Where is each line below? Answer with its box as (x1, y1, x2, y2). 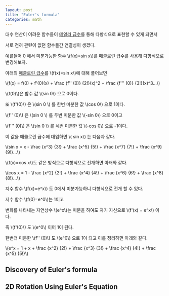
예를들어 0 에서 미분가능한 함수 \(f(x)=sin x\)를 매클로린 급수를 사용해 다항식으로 (5, 53, 164, 59)
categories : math (5, 17, 42, 22)
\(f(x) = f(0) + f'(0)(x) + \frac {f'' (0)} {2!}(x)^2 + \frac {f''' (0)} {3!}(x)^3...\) (5, 80, 160, 86)
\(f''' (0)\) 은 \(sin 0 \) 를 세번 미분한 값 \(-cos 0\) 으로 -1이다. (5, 123, 128, 129)
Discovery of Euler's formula (5, 265, 98, 274)
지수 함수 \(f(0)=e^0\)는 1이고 (5, 196, 64, 203)
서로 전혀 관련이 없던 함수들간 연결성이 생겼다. (5, 42, 96, 48)
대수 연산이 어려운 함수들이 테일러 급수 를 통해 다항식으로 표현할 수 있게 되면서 (5, 31, 158, 38)
